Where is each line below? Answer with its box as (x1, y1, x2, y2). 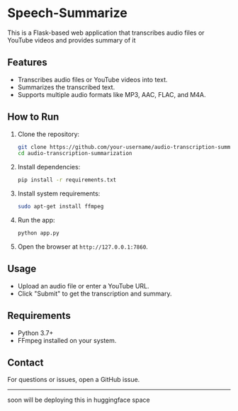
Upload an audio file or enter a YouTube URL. (17, 281, 150, 290)
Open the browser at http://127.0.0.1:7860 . (17, 242, 149, 251)
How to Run (7, 111, 59, 123)
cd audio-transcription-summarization (17, 150, 132, 157)
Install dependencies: (17, 163, 81, 171)
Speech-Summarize (7, 5, 127, 21)
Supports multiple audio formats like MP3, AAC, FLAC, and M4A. (17, 90, 206, 98)
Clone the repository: (17, 130, 80, 138)
